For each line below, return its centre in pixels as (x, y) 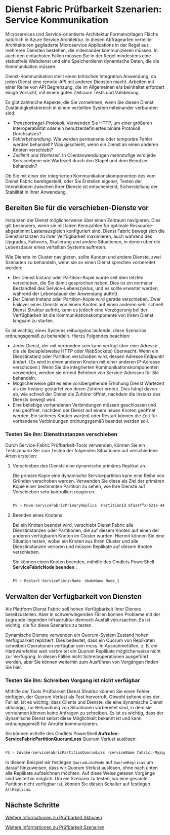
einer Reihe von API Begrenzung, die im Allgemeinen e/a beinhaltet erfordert (85, 87)
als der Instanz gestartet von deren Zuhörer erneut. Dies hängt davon (85, 388)
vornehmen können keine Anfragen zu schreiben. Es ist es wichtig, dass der (84, 713)
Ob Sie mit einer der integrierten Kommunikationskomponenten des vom (80, 175)
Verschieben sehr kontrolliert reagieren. (54, 492)
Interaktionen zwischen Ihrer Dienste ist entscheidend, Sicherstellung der (82, 187)
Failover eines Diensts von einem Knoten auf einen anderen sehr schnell (88, 304)
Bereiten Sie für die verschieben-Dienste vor (77, 208)
